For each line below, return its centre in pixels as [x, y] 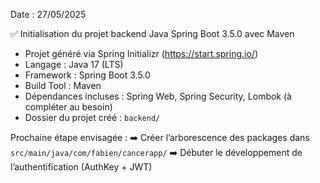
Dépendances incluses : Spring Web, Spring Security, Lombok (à [158, 96]
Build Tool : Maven [63, 85]
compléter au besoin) [68, 107]
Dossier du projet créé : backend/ [92, 117]
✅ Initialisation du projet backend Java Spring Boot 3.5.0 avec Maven [152, 33]
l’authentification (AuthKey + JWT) [81, 167]
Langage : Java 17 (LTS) [74, 64]
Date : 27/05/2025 [48, 14]
